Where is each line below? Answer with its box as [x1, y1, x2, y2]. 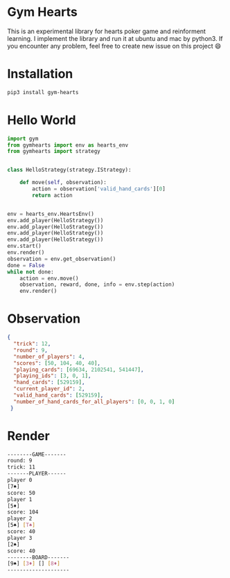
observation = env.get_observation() [7, 255, 116, 262]
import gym [7, 135, 39, 142]
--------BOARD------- [7, 554, 70, 561]
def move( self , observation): [19, 179, 107, 186]
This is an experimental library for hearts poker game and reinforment [7, 27, 206, 35]
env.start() [7, 243, 42, 250]
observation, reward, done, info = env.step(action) [19, 281, 175, 288]
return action [32, 192, 73, 199]
